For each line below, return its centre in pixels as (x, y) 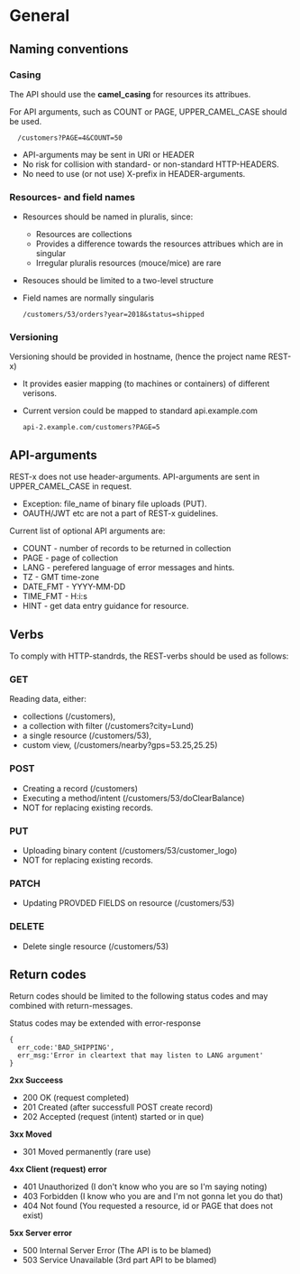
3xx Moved (31, 1134)
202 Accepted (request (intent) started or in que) (113, 1117)
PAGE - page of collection (70, 558)
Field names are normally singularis (88, 298)
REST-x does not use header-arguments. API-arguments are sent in (135, 477)
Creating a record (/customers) (80, 788)
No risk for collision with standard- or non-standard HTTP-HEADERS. (150, 164)
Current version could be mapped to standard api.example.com (140, 411)
